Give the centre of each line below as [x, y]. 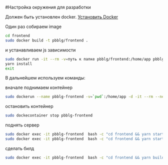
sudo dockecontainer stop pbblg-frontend [49, 115]
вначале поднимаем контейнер [39, 87]
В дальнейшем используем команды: [45, 78]
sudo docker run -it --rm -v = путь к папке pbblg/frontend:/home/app [78, 59]
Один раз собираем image [33, 26]
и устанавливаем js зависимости [40, 50]
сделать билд [20, 148]
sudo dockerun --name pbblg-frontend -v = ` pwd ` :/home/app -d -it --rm [79, 97]
